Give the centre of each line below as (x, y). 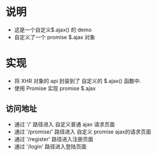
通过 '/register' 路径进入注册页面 (54, 139)
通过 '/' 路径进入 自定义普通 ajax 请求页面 (65, 124)
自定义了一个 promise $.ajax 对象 (55, 37)
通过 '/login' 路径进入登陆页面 (50, 147)
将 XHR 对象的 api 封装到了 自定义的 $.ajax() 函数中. (78, 81)
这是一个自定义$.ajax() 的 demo (53, 30)
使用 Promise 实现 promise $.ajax (55, 88)
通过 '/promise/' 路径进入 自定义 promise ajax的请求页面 (83, 132)
